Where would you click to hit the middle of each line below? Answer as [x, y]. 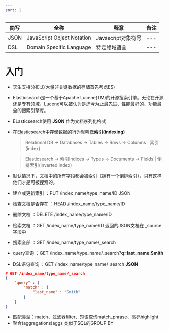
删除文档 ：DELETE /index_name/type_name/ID [62, 214]
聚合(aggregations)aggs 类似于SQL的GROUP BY [63, 323]
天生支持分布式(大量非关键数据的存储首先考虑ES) [64, 87]
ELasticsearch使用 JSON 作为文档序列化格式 [59, 121]
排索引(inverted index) [48, 165]
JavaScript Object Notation [59, 38]
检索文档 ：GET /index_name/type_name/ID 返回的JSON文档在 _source [87, 225]
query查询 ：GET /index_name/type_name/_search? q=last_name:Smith [88, 253]
